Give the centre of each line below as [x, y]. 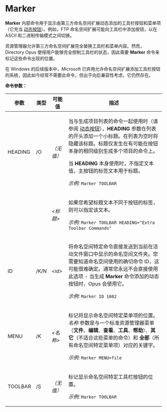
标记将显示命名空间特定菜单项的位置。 [113, 315]
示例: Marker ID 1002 [92, 296]
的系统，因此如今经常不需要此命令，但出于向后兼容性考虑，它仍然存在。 [79, 75]
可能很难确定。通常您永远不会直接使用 [113, 269]
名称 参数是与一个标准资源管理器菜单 [111, 323]
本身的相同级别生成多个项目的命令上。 [113, 151]
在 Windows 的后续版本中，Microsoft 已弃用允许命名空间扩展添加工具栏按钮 [83, 69]
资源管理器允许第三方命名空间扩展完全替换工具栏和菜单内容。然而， [75, 46]
